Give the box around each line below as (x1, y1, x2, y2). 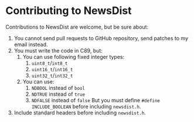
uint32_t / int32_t (31, 72, 73, 79)
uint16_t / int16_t (31, 65, 73, 72)
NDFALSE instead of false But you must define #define (31, 96, 161, 103)
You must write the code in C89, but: (13, 47, 103, 54)
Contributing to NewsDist (5, 4, 132, 18)
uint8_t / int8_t (31, 60, 68, 67)
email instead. (13, 41, 48, 48)
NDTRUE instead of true (31, 90, 86, 97)
